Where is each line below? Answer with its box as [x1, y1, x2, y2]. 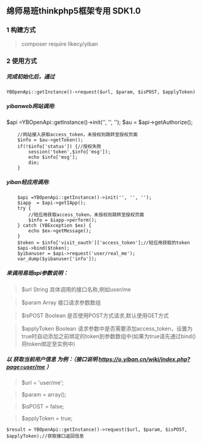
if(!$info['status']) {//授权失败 [17, 143, 102, 149]
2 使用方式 [6, 56, 37, 65]
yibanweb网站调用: [6, 103, 56, 110]
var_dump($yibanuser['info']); [17, 255, 97, 262]
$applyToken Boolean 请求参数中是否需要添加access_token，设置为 [21, 325, 193, 333]
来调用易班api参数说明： [6, 269, 69, 277]
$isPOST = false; [21, 403, 64, 410]
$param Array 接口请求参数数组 [21, 299, 101, 306]
